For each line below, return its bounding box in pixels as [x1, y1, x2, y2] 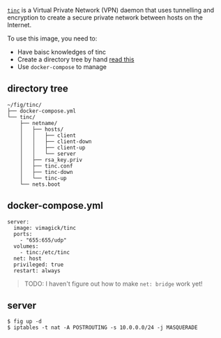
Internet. [7, 21, 32, 29]
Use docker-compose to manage [17, 63, 107, 71]
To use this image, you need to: [7, 34, 98, 43]
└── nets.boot [20, 181, 61, 188]
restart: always [13, 267, 61, 274]
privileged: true [13, 261, 64, 268]
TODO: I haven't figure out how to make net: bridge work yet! [24, 279, 203, 288]
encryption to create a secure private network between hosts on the [7, 13, 204, 22]
